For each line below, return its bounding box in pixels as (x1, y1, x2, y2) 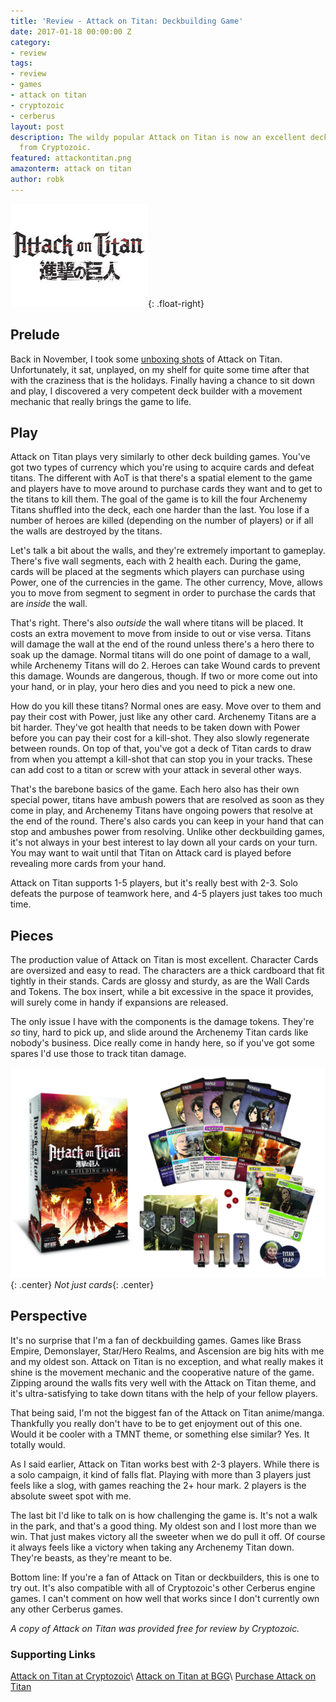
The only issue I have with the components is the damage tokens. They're (10, 1016, 315, 1028)
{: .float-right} (148, 297, 205, 309)
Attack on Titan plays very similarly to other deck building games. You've (10, 451, 311, 463)
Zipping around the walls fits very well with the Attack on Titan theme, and (10, 1376, 317, 1389)
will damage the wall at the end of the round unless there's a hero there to (10, 638, 315, 650)
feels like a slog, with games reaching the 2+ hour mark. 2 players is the (10, 1479, 307, 1491)
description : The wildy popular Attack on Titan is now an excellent (10, 132, 307, 142)
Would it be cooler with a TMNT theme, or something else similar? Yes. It (10, 1428, 310, 1440)
